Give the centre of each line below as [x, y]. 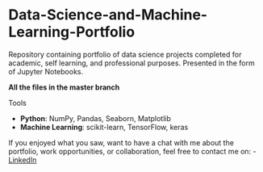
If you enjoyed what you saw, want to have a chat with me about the [121, 142]
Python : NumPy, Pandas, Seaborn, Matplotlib [96, 118]
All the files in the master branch [64, 87]
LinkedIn [23, 160]
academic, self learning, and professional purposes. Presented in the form [132, 63]
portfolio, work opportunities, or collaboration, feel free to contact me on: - [132, 151]
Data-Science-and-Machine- [108, 15]
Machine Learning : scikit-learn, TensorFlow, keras [104, 127]
